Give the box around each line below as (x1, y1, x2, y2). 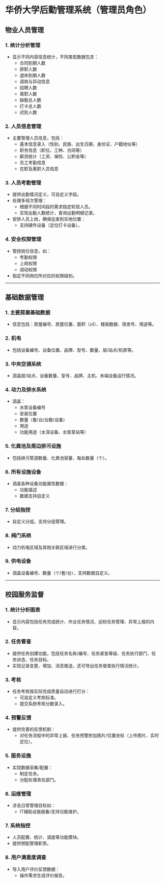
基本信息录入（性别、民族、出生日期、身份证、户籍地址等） (19, 141, 140, 147)
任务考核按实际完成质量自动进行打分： (12, 689, 90, 695)
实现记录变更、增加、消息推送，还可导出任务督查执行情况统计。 (12, 662, 141, 668)
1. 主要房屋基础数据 (5, 309, 51, 316)
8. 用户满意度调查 (5, 854, 47, 861)
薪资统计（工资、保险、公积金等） (19, 153, 89, 159)
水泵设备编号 (19, 405, 46, 410)
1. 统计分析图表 (5, 606, 41, 613)
